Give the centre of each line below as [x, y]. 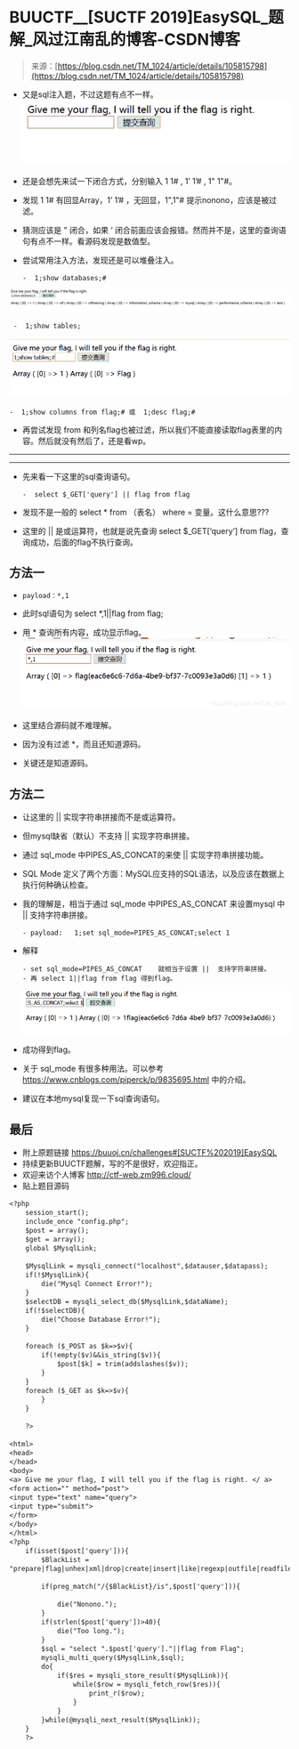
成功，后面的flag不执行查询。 [84, 542]
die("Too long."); [91, 1632]
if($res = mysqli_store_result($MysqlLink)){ [142, 1676]
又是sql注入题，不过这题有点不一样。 [90, 94]
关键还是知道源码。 [57, 763]
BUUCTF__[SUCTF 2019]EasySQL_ [139, 17]
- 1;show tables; [47, 326]
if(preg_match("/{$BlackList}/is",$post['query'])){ [141, 1587]
